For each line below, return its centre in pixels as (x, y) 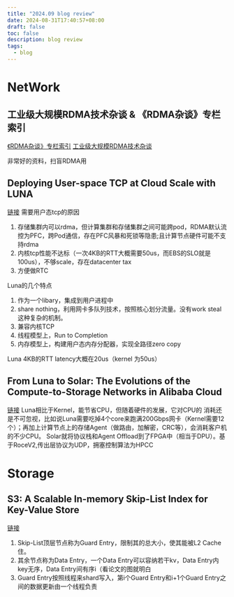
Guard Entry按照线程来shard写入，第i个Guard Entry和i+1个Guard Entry (118, 577)
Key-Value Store (43, 510)
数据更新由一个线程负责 (64, 586)
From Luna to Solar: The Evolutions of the (99, 381)
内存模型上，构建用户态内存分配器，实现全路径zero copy (99, 344)
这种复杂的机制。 (42, 317)
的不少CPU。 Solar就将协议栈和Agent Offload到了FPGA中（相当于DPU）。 (113, 436)
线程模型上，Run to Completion (63, 335)
